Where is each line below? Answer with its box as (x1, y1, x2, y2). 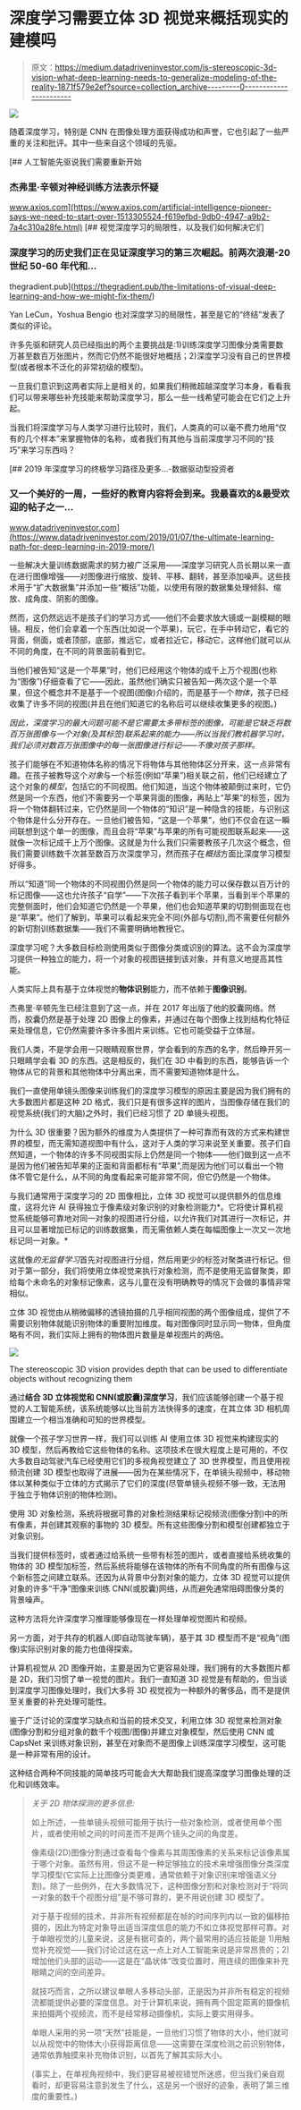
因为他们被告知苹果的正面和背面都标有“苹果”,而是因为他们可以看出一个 (16, 1160, 276, 1170)
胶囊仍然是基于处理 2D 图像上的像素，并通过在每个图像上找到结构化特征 (24, 1013, 290, 1025)
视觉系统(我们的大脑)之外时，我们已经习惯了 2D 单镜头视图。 (9, 1107, 234, 1119)
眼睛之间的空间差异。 (30, 1966, 110, 1978)
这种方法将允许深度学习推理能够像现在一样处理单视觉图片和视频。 (9, 1612, 252, 1624)
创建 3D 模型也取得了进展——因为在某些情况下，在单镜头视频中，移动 (24, 1467, 283, 1477)
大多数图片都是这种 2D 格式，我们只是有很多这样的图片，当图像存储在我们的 (9, 1096, 290, 1107)
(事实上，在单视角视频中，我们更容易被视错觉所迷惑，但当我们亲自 (30, 2068, 277, 2079)
